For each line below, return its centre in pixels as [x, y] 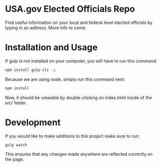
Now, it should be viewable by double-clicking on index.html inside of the [79, 97]
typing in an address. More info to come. [46, 27]
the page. [15, 159]
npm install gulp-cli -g [30, 70]
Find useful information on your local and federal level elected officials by [79, 22]
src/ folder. [16, 103]
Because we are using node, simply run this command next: [65, 79]
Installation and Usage [51, 48]
